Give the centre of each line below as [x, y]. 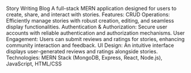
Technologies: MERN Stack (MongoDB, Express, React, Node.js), [84, 58]
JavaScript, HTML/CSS [34, 64]
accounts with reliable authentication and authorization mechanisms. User [95, 33]
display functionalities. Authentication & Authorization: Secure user [87, 27]
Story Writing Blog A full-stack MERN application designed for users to [91, 8]
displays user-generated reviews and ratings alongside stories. [82, 51]
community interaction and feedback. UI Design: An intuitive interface [90, 45]
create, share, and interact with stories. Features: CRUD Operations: [88, 14]
